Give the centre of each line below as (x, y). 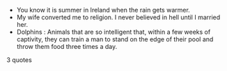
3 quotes (19, 60)
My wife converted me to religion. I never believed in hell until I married (118, 17)
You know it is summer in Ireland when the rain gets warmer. (103, 10)
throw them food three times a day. (67, 47)
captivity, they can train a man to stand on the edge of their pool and (115, 39)
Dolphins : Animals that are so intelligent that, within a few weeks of (113, 32)
